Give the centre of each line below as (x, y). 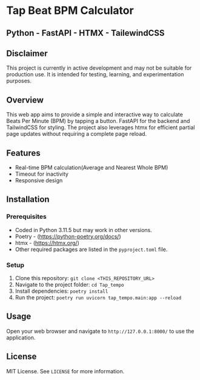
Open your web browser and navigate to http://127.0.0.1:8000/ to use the (100, 331)
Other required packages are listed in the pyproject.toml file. (91, 249)
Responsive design (39, 181)
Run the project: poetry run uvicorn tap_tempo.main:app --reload (98, 297)
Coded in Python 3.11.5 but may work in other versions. (84, 230)
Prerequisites (26, 217)
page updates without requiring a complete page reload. (77, 134)
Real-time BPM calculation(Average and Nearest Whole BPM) (92, 168)
